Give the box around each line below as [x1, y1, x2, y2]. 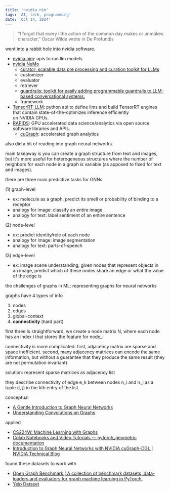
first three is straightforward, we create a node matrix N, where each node [5, 329, 160, 335]
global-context [12, 313, 44, 319]
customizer [20, 72, 44, 78]
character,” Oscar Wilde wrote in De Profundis [17, 36, 114, 42]
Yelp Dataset [12, 481, 39, 487]
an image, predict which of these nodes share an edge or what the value [12, 268, 164, 274]
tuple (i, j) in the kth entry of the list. [5, 385, 80, 391]
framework [20, 99, 43, 105]
